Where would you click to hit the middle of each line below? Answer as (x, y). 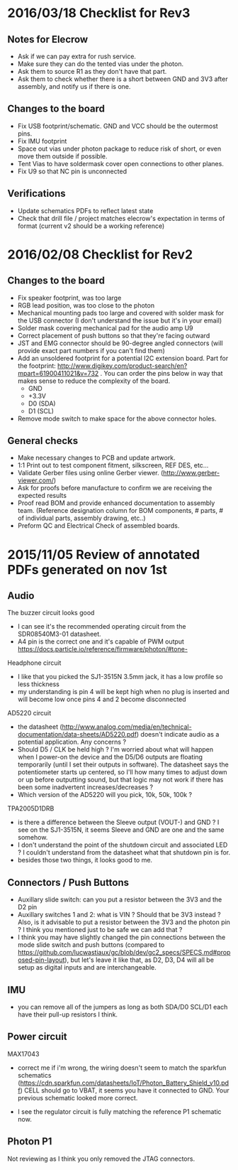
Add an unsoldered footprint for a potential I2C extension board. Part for (123, 358)
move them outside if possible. (62, 156)
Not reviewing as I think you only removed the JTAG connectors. (101, 1159)
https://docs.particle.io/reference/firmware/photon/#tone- (102, 649)
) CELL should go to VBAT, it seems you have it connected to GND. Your (125, 1090)
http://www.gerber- (191, 473)
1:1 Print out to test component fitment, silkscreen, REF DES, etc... (113, 465)
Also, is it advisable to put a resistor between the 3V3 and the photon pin (124, 922)
